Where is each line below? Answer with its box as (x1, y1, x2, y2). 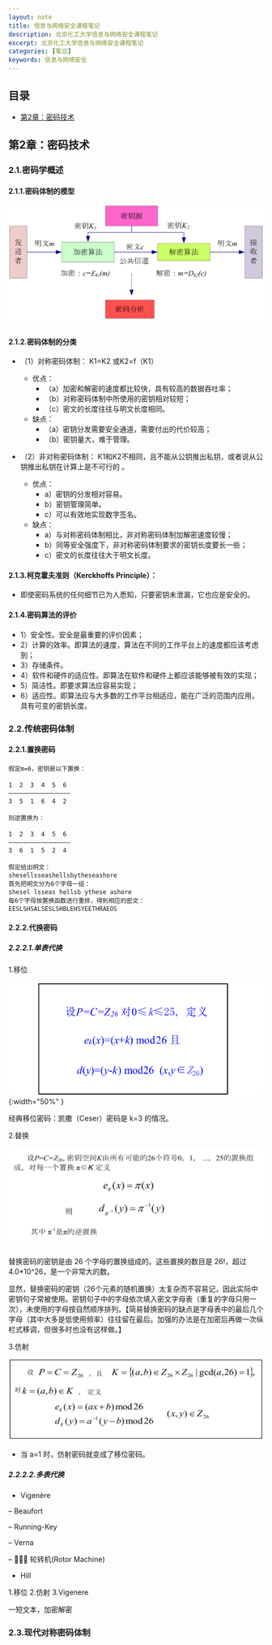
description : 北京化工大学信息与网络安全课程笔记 (8, 30, 159, 38)
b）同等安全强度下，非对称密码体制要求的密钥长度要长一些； (44, 540, 248, 550)
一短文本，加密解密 (8, 1604, 73, 1615)
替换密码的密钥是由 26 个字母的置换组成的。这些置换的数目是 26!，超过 (8, 1256, 247, 1266)
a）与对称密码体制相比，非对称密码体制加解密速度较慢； (44, 530, 233, 540)
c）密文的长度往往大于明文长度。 (44, 550, 155, 560)
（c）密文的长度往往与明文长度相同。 (44, 404, 170, 414)
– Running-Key (8, 1522, 58, 1532)
